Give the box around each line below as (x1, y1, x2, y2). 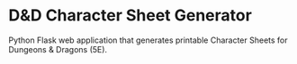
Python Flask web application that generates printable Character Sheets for (8, 35, 289, 45)
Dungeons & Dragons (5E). (8, 44, 108, 54)
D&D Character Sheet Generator (8, 5, 253, 26)
